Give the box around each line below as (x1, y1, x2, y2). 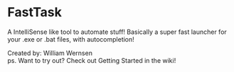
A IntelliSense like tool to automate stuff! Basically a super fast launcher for (7, 28, 228, 36)
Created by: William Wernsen (7, 49, 92, 57)
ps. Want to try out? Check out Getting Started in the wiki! (7, 56, 176, 64)
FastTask (7, 4, 63, 20)
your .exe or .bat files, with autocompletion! (7, 35, 135, 43)
